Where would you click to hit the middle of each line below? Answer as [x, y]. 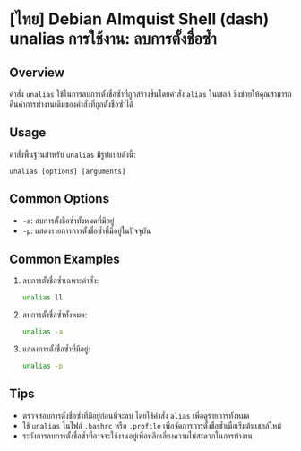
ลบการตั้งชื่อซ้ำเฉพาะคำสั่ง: [60, 281]
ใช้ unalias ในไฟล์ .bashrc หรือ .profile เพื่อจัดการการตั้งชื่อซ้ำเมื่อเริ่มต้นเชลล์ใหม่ [152, 425]
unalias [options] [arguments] [68, 171]
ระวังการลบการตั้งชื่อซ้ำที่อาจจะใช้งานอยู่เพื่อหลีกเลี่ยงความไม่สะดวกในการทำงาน [137, 436]
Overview [37, 72]
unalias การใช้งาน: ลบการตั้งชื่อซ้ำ [113, 39]
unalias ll [43, 298]
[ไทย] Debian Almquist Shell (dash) [139, 19]
